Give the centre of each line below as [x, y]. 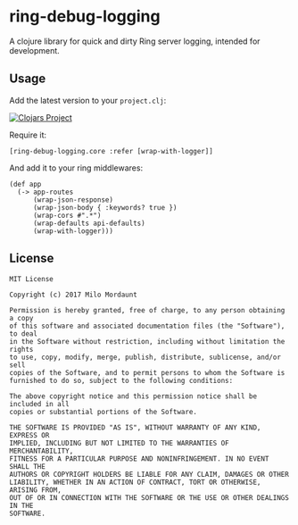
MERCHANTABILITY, [41, 451]
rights [21, 349]
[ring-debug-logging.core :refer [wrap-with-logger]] [112, 151]
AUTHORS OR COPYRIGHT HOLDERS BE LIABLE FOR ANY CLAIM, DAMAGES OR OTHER [149, 474]
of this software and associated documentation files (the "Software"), [147, 326]
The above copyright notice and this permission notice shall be [133, 396]
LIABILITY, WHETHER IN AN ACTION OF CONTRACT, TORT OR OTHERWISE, [135, 482]
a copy [21, 318]
